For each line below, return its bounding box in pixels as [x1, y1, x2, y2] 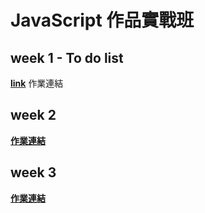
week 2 [10, 107, 57, 124]
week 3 [10, 164, 57, 181]
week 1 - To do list [10, 49, 124, 66]
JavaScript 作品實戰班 [10, 9, 195, 32]
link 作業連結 [10, 77, 64, 89]
